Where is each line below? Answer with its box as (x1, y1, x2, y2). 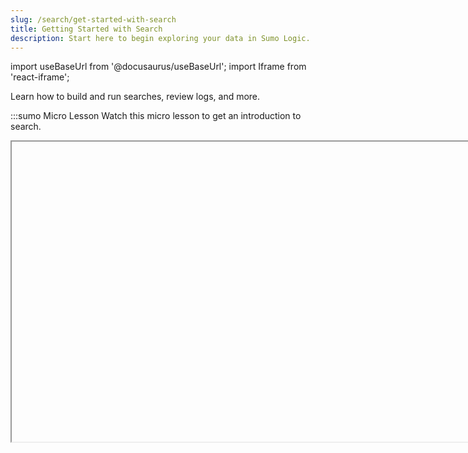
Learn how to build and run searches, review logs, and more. (10, 91, 261, 103)
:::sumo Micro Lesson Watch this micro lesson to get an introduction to (10, 110, 302, 122)
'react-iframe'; (10, 71, 70, 83)
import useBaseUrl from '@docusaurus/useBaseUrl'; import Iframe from (10, 61, 307, 73)
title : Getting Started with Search (10, 24, 163, 34)
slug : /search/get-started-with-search (10, 14, 177, 25)
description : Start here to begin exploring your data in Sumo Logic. (10, 33, 311, 43)
